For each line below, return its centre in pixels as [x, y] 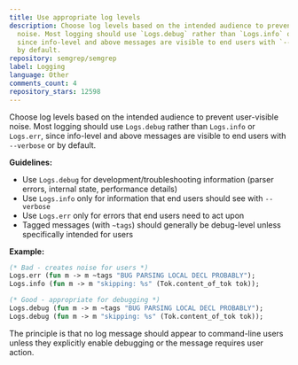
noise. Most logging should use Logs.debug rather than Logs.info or [132, 126]
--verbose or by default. [53, 145]
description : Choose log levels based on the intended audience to [137, 26]
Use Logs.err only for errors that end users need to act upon [133, 215]
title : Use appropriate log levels [75, 17]
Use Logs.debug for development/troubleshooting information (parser [148, 179]
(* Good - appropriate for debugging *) [85, 300]
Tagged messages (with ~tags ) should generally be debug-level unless [151, 225]
